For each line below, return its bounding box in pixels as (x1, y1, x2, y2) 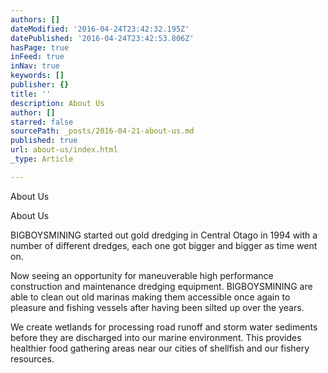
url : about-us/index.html (10, 145, 118, 155)
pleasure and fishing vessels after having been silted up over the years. (10, 301, 305, 313)
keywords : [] (10, 71, 65, 81)
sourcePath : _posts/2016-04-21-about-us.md (10, 126, 195, 136)
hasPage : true (10, 42, 70, 53)
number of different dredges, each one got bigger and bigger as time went (10, 239, 318, 251)
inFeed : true (10, 52, 65, 62)
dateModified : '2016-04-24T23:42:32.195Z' (10, 24, 190, 34)
